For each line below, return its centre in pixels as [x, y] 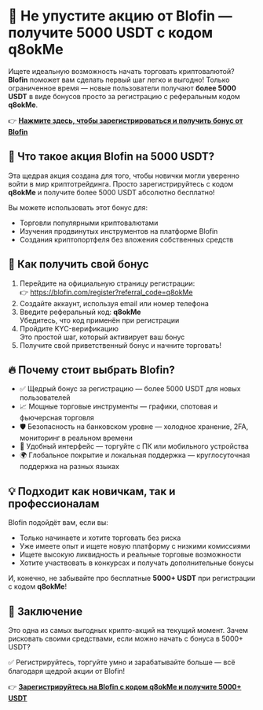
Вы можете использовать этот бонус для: [78, 207]
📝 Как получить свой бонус [79, 264]
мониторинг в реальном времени [76, 438]
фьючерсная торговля [57, 418]
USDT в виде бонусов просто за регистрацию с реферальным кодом [124, 96]
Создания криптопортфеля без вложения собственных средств [126, 239]
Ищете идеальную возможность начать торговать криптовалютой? [121, 71]
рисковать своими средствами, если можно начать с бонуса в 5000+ [126, 638]
